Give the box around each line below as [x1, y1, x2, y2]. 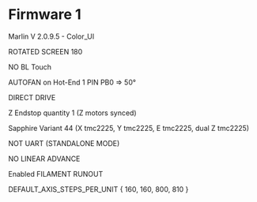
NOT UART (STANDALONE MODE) [8, 138, 120, 148]
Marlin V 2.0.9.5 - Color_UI [8, 32, 95, 41]
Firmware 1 [8, 6, 81, 24]
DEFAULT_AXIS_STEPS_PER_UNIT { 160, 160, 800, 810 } [8, 184, 189, 194]
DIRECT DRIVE [8, 92, 56, 102]
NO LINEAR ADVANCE [8, 154, 81, 163]
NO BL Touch [8, 62, 52, 72]
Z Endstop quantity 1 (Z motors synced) [8, 108, 137, 118]
